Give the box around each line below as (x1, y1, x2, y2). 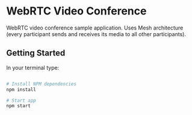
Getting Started (6, 48, 66, 58)
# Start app (6, 98, 36, 104)
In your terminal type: (6, 64, 60, 71)
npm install (6, 86, 36, 93)
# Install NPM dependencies (6, 81, 77, 87)
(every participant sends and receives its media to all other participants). (6, 30, 187, 37)
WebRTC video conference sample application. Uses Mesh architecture (6, 24, 184, 31)
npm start (6, 103, 31, 109)
